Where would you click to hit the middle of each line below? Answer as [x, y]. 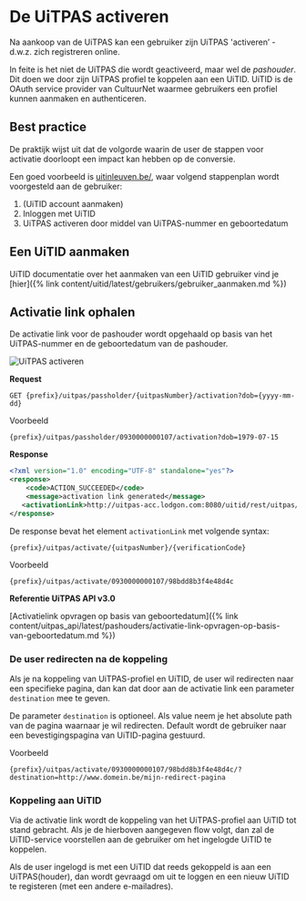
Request [26, 379]
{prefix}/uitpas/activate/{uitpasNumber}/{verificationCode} [128, 548]
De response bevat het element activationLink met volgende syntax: [139, 531]
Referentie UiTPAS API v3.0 [62, 598]
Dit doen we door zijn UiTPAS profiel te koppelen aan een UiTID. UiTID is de [151, 78]
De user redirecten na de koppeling [89, 658]
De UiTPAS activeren [89, 17]
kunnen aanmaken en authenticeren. [78, 98]
